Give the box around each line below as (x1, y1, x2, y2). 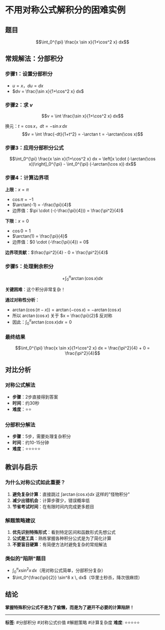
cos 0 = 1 (12, 228, 31, 234)
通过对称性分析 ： (5, 297, 40, 303)
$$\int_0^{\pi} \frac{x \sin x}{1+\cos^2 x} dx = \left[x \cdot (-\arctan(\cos (9, 156, 156, 162)
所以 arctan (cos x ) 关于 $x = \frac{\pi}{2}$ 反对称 (12, 313, 112, 318)
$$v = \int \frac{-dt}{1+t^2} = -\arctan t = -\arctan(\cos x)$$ (22, 131, 143, 137)
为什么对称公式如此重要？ (5, 479, 66, 486)
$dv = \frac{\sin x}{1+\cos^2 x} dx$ (12, 88, 84, 94)
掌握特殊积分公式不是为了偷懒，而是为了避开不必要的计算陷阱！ (5, 604, 134, 610)
